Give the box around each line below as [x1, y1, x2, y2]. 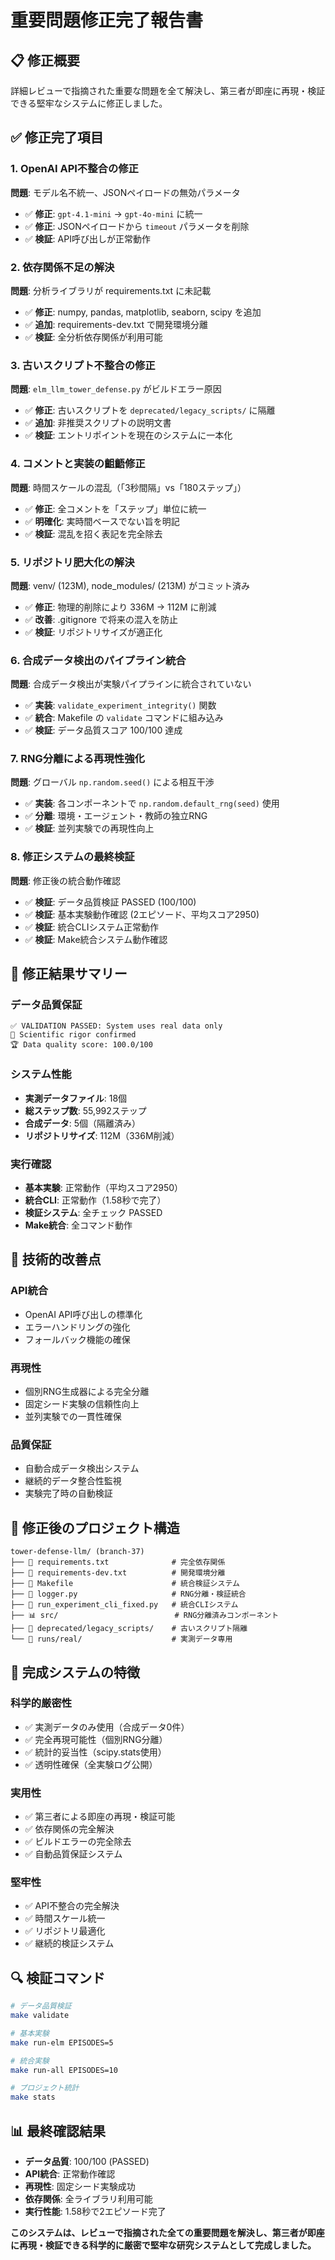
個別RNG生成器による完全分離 [24, 1386, 150, 1398]
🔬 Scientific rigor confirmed [10, 1030, 137, 1040]
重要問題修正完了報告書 [10, 9, 204, 32]
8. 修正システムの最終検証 [10, 850, 135, 864]
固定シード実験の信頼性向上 [24, 1398, 140, 1410]
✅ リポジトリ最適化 [24, 1925, 106, 1937]
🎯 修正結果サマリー [10, 966, 128, 983]
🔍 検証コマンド [10, 1969, 106, 1986]
